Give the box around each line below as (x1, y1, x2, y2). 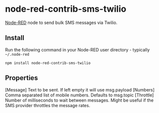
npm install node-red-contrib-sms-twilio (5, 60, 91, 66)
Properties (5, 74, 38, 82)
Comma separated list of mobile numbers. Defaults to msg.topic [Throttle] (5, 92, 154, 98)
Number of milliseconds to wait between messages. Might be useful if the (5, 97, 154, 103)
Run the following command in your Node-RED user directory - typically (5, 46, 150, 52)
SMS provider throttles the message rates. (5, 102, 91, 108)
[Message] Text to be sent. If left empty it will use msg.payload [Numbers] (5, 87, 155, 92)
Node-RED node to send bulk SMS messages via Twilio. (5, 20, 117, 25)
